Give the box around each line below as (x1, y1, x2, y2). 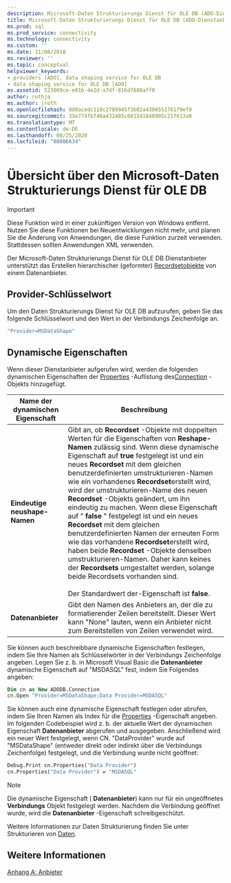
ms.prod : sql (7, 23, 45, 30)
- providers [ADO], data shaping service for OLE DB (7, 74, 162, 81)
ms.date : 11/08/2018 (7, 49, 67, 56)
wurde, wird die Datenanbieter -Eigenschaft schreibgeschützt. (7, 809, 186, 818)
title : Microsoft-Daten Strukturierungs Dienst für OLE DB (7, 17, 180, 23)
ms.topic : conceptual (7, 61, 69, 68)
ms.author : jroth (7, 100, 57, 107)
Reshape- (177, 434, 212, 443)
